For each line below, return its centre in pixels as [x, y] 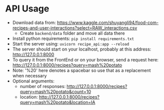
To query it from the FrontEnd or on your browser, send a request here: [85, 59]
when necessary [29, 75]
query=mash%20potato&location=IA [58, 102]
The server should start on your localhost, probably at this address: [82, 49]
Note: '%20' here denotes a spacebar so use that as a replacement [81, 70]
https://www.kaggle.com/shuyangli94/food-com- [108, 22]
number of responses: [43, 86]
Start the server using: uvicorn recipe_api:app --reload [71, 43]
